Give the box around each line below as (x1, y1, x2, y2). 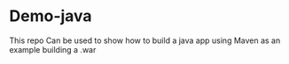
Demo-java (9, 6, 92, 26)
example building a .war (9, 44, 97, 54)
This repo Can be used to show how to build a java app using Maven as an (9, 35, 281, 46)
